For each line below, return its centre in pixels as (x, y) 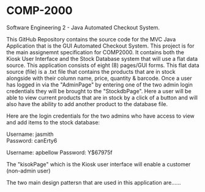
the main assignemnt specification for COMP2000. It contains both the (95, 52)
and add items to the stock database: (53, 122)
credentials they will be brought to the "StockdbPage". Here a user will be (99, 91)
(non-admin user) (28, 171)
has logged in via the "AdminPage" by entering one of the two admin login (99, 84)
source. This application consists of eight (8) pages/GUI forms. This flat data (103, 65)
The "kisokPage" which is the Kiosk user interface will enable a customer (99, 164)
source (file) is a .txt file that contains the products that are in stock (91, 71)
